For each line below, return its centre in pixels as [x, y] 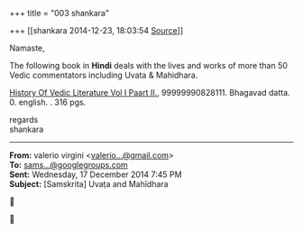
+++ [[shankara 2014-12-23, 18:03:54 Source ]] [96, 30]
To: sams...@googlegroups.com [69, 165]
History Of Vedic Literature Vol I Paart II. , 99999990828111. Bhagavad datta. [150, 93]
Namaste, [27, 48]
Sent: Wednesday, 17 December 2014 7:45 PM [96, 174]
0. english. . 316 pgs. [48, 102]
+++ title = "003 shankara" [60, 13]
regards [24, 120]
